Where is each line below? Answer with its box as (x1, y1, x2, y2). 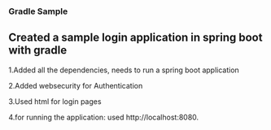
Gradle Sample (8, 6, 68, 17)
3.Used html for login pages (8, 96, 102, 106)
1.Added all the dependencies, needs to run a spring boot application (8, 65, 240, 75)
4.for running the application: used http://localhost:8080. (8, 112, 199, 122)
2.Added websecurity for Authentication (8, 80, 143, 90)
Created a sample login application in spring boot (8, 31, 263, 45)
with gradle (8, 43, 68, 58)
